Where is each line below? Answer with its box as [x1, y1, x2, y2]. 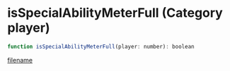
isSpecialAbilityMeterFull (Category [7, 5, 223, 21]
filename [7, 56, 33, 64]
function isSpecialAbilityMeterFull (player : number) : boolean [7, 43, 195, 50]
